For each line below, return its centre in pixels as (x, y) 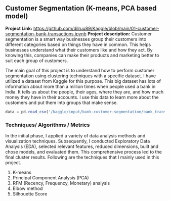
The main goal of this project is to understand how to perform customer (80, 70)
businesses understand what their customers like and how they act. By (79, 49)
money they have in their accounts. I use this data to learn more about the (82, 97)
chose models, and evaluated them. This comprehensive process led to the (83, 152)
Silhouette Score (30, 193)
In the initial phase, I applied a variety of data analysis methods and (75, 135)
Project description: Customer (120, 34)
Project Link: (19, 28)
